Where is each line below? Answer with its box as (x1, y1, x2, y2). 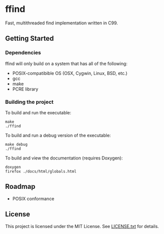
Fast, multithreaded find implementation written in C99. (5, 20, 118, 26)
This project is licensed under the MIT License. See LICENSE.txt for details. (5, 223, 159, 229)
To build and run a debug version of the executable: (5, 132, 111, 138)
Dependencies (5, 49, 41, 56)
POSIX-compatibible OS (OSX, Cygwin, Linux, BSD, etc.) (12, 70, 128, 76)
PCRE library (12, 86, 39, 92)
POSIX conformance (12, 195, 55, 202)
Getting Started (5, 34, 54, 43)
